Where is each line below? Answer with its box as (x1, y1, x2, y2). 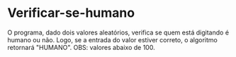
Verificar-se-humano (7, 5, 135, 21)
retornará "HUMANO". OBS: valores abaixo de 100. (7, 43, 155, 51)
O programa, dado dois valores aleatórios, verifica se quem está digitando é (7, 28, 229, 37)
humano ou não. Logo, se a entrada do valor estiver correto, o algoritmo (7, 35, 218, 44)
